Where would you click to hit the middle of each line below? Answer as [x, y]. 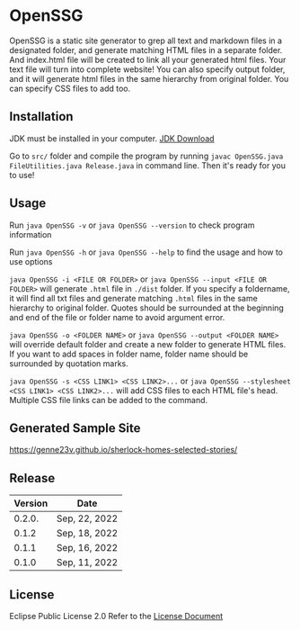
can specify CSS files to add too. [70, 88]
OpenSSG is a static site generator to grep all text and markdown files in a [146, 40]
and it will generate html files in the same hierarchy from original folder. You [149, 78]
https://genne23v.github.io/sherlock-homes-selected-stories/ [124, 450]
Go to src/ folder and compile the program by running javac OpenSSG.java [146, 156]
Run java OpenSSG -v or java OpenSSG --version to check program [132, 225]
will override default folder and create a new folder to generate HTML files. [148, 344]
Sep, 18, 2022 [88, 534]
